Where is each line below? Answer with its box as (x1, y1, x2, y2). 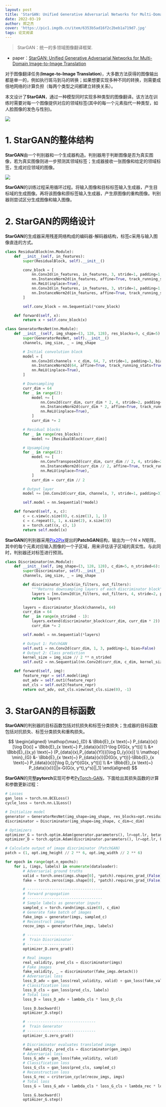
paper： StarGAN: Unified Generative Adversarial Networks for (12, 55, 139, 61)
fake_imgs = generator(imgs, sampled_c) (23, 914, 107, 920)
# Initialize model (5, 810, 45, 815)
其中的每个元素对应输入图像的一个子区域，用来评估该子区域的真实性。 (5, 543, 148, 549)
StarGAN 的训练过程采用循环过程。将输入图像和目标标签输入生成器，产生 (5, 184, 154, 190)
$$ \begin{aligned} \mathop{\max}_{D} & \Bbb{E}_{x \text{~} (8, 739, 132, 745)
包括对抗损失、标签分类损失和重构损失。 (5, 729, 87, 735)
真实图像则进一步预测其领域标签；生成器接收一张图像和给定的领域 (22, 158, 157, 164)
